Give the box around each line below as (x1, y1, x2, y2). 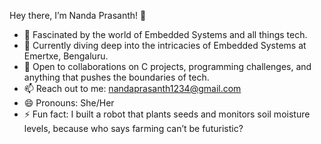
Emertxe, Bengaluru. (23, 50, 109, 62)
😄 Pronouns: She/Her (23, 97, 115, 109)
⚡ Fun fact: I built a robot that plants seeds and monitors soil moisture (23, 108, 311, 120)
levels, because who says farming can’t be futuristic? (23, 123, 244, 134)
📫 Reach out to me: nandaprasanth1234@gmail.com (23, 83, 242, 94)
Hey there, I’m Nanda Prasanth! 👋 (9, 10, 147, 21)
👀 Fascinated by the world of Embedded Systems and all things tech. (23, 29, 308, 40)
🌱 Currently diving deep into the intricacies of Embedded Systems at (23, 40, 307, 51)
